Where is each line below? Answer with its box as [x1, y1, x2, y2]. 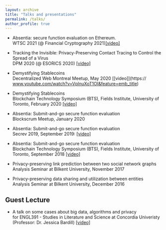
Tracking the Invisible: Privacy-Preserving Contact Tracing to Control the [12, 50, 162, 56]
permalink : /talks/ [5, 16, 46, 21]
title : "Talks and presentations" [5, 12, 77, 17]
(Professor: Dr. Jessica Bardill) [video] [12, 220, 90, 226]
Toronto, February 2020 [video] [12, 101, 77, 107]
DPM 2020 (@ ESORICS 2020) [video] [12, 60, 91, 66]
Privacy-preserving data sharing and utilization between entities [12, 176, 144, 182]
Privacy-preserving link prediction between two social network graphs [12, 161, 157, 167]
